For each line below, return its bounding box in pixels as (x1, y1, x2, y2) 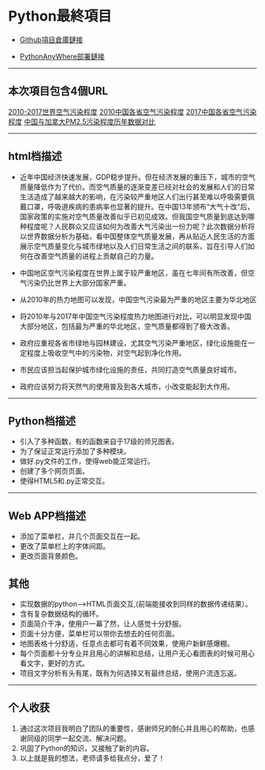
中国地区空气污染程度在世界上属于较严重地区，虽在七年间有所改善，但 (19, 268, 248, 277)
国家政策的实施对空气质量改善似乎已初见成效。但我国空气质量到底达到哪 (19, 211, 255, 221)
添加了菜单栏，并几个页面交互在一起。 (19, 531, 144, 542)
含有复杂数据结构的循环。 (19, 610, 103, 618)
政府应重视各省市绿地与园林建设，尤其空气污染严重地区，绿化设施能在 (19, 338, 248, 348)
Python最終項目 (8, 7, 112, 25)
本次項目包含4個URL (8, 85, 109, 98)
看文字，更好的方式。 (19, 659, 89, 668)
